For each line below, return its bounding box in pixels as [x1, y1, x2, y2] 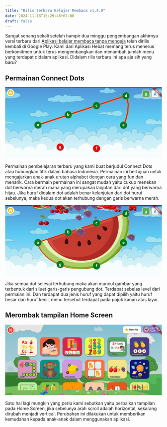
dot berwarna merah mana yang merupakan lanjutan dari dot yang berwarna [5, 184, 162, 190]
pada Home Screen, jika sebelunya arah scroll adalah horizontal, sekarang [5, 406, 157, 412]
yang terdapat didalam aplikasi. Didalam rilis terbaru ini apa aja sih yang [5, 54, 152, 60]
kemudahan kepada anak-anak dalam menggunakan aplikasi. [5, 416, 130, 422]
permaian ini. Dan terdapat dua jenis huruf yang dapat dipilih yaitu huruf [5, 291, 153, 297]
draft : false [5, 18, 32, 23]
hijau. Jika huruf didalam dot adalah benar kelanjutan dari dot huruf [5, 190, 143, 196]
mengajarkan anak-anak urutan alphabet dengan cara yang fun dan [5, 174, 144, 180]
